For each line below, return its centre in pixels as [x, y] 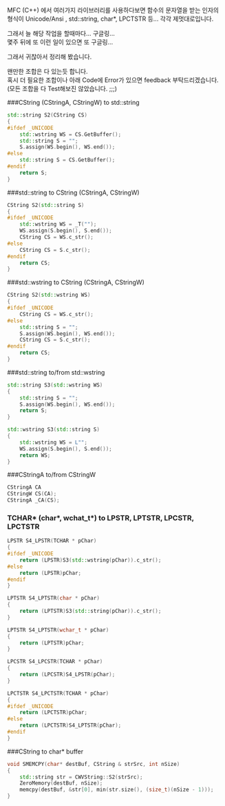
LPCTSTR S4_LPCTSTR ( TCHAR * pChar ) [58, 693]
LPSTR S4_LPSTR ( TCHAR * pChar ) [52, 541]
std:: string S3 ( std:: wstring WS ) [55, 385]
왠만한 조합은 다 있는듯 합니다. [47, 71]
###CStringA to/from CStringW [52, 475]
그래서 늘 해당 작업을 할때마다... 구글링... [61, 33]
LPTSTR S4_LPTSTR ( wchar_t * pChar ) [58, 630]
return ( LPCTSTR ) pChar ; [54, 713]
